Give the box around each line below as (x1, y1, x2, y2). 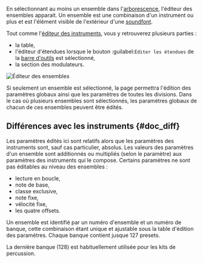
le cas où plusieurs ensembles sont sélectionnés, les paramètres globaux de (6, 97, 197, 104)
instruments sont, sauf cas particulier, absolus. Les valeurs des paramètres (6, 144, 194, 151)
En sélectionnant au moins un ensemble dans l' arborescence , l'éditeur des (6, 5, 193, 12)
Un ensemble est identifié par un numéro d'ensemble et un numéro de (6, 218, 182, 226)
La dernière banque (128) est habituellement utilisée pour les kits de (6, 243, 176, 250)
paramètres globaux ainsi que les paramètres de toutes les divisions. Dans (6, 91, 192, 98)
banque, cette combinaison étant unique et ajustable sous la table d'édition (6, 225, 194, 232)
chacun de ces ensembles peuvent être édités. (6, 104, 124, 111)
